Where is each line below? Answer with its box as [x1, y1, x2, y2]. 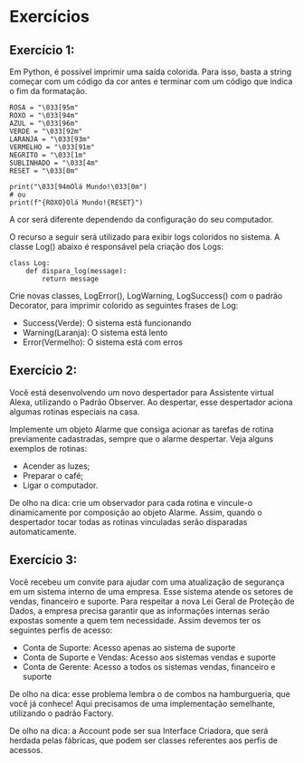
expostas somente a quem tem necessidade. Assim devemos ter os [9, 615, 261, 625]
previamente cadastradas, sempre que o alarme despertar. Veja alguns [9, 433, 274, 444]
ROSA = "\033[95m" [9, 103, 79, 112]
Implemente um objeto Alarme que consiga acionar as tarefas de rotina [9, 424, 274, 434]
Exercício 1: [9, 43, 75, 58]
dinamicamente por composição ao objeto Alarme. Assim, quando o [9, 507, 262, 518]
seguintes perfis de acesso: [9, 625, 113, 635]
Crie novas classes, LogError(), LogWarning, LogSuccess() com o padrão [9, 291, 283, 300]
